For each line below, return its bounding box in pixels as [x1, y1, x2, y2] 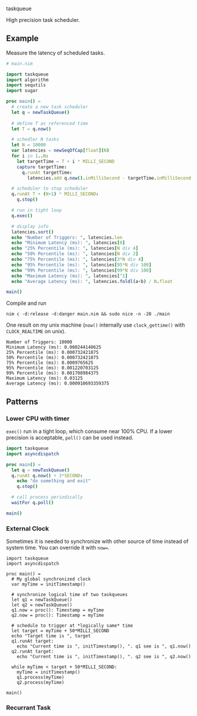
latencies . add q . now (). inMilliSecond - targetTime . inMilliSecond [27, 175, 192, 181]
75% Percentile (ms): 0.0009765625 [6, 360, 94, 366]
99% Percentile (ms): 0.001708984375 [6, 370, 99, 376]
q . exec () [11, 213, 33, 219]
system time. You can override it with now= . [6, 544, 110, 551]
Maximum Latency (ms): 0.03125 [6, 375, 83, 382]
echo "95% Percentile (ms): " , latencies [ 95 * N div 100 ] [11, 262, 152, 268]
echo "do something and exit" [17, 478, 91, 484]
